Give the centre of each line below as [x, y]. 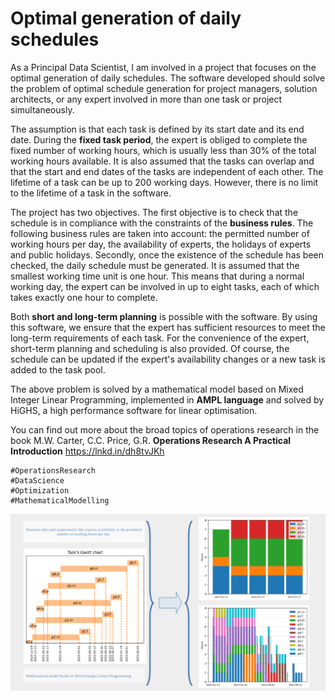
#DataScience [37, 480]
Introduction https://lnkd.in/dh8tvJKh [87, 451]
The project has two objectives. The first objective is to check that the [154, 212]
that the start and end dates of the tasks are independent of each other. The [167, 171]
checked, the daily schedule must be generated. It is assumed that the [155, 265]
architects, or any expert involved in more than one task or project [146, 99]
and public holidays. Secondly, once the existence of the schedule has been [167, 254]
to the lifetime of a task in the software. [91, 193]
